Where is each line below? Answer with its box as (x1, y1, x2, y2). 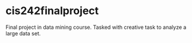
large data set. (5, 29, 41, 37)
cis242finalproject (5, 4, 99, 18)
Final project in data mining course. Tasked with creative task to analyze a (5, 24, 187, 31)
